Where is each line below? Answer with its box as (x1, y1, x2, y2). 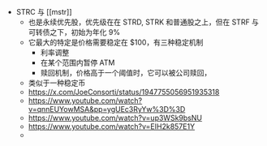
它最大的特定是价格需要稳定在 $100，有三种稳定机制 (28, 37, 204, 47)
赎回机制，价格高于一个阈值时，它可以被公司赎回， (40, 68, 212, 77)
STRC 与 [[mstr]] (15, 7, 72, 16)
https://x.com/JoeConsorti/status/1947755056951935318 (28, 88, 220, 97)
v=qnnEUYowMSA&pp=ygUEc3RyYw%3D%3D (28, 105, 186, 114)
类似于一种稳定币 (28, 78, 86, 88)
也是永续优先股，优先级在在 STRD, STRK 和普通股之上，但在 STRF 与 (28, 17, 260, 27)
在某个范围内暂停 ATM (40, 58, 115, 67)
